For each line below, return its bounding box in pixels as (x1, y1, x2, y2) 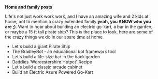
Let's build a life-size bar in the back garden (12, 54, 100, 60)
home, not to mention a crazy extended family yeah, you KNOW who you (5, 19, 151, 24)
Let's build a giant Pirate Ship (12, 44, 71, 49)
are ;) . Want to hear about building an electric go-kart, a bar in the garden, (5, 24, 153, 30)
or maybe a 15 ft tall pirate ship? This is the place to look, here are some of (5, 29, 153, 34)
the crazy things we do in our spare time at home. (5, 34, 104, 40)
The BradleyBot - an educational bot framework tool (12, 48, 116, 54)
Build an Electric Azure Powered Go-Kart (12, 69, 93, 75)
